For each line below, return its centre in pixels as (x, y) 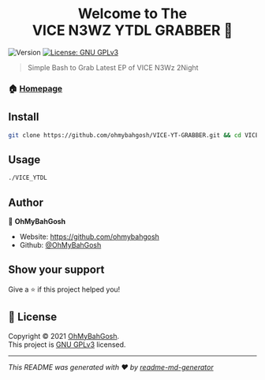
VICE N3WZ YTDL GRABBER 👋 (132, 30)
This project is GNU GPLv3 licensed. (67, 345)
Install (24, 117)
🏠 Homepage (35, 88)
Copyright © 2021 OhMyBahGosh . (64, 336)
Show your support (56, 270)
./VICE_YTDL (28, 178)
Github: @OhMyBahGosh (60, 245)
